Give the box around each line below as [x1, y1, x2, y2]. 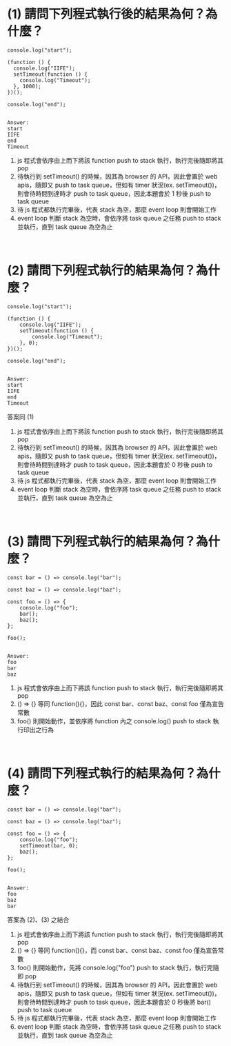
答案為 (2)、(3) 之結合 [7, 915, 70, 924]
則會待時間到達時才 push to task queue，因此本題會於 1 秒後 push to [17, 189, 212, 197]
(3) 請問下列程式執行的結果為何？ [7, 534, 197, 550]
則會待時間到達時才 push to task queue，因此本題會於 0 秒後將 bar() [17, 998, 212, 1006]
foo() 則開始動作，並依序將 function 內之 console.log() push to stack [17, 716, 212, 725]
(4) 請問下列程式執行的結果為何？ [7, 766, 197, 781]
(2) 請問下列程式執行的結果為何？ [7, 263, 197, 279]
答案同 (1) [7, 412, 34, 421]
